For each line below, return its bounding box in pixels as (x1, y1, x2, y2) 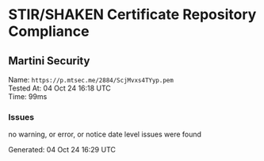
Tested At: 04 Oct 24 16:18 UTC (8, 83, 111, 93)
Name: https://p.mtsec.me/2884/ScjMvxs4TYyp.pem (8, 75, 174, 84)
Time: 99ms (8, 92, 48, 101)
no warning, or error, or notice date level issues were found (8, 129, 202, 140)
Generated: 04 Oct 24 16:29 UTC (8, 145, 117, 155)
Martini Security (8, 54, 90, 67)
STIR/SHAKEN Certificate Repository (8, 6, 257, 24)
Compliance (8, 22, 90, 40)
